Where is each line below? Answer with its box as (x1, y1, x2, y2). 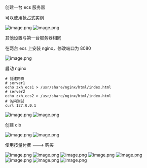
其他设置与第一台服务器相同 (5, 35, 62, 41)
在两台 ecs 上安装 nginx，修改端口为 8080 (5, 45, 91, 51)
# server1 (5, 81, 26, 85)
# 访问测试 (5, 99, 25, 104)
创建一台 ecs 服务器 (5, 4, 45, 10)
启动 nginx (5, 66, 27, 71)
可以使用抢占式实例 (5, 15, 44, 21)
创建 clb (5, 122, 21, 127)
